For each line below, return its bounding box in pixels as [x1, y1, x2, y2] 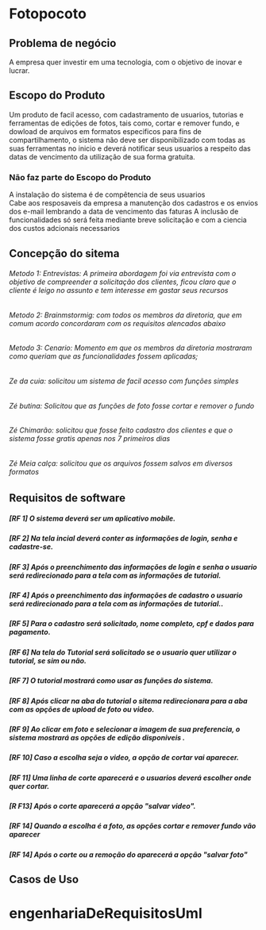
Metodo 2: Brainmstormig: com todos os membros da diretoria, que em [9, 310, 242, 320]
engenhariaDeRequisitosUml [9, 905, 203, 923]
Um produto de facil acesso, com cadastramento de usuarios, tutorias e [9, 110, 245, 119]
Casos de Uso [9, 873, 79, 886]
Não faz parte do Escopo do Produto [9, 171, 152, 183]
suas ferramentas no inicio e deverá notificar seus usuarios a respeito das [9, 144, 251, 153]
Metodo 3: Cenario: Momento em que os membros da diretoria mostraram [9, 343, 253, 353]
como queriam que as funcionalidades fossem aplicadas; [9, 352, 199, 361]
